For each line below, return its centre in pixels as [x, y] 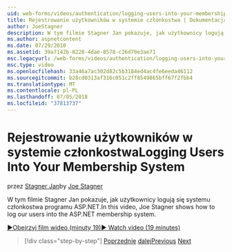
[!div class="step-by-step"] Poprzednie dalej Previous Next [108, 241]
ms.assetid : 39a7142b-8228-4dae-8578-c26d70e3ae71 [81, 52]
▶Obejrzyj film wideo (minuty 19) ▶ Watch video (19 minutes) [94, 227]
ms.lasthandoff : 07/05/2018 [48, 97]
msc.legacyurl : [29, 59]
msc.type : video [30, 65]
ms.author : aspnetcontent [44, 39]
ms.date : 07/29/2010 [37, 46]
